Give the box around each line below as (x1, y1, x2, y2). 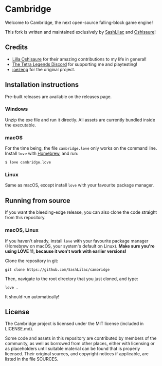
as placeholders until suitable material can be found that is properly (5, 346, 140, 352)
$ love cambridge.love (5, 160, 51, 165)
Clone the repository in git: (5, 258, 58, 264)
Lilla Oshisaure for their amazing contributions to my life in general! (12, 56, 147, 62)
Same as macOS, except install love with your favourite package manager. (5, 182, 154, 188)
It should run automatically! (5, 294, 60, 300)
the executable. (5, 122, 36, 128)
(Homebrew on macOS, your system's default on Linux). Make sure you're (5, 243, 155, 249)
